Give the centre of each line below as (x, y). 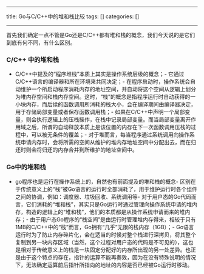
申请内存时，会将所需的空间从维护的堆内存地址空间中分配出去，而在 (106, 142)
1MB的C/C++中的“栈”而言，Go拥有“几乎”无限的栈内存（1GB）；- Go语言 (104, 227)
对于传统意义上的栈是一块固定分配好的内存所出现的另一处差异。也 (108, 250)
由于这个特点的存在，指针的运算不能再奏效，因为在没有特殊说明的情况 (108, 257)
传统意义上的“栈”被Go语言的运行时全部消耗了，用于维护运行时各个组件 (109, 189)
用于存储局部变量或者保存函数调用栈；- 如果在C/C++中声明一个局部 (100, 112)
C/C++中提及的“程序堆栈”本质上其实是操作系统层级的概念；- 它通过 (100, 74)
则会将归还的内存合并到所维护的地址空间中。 (82, 150)
